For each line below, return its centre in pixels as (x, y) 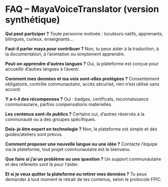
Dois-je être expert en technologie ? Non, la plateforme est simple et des (81, 129)
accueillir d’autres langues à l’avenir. (43, 69)
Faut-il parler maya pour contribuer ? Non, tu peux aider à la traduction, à (82, 48)
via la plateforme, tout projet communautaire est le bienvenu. (68, 149)
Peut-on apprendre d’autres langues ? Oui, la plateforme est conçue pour (82, 63)
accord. (13, 89)
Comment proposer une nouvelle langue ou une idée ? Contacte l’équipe (81, 144)
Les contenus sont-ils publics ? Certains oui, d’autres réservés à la (75, 114)
